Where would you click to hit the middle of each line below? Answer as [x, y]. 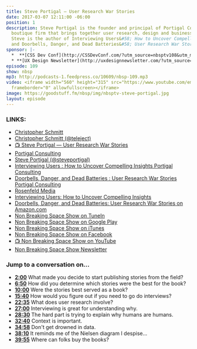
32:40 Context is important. [48, 321]
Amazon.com [30, 209]
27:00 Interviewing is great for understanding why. [76, 309]
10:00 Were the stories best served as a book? [71, 290]
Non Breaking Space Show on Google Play [66, 222]
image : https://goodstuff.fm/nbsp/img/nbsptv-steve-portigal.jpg [87, 93]
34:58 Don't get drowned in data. [55, 327]
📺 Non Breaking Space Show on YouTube [65, 240]
